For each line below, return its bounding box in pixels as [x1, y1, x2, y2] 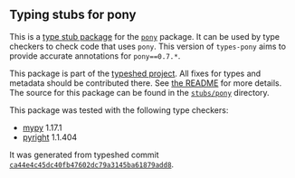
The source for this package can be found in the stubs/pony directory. [9, 87, 270, 98]
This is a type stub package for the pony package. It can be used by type [9, 31, 281, 42]
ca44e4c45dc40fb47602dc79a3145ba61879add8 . [9, 158, 175, 170]
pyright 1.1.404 [22, 131, 78, 143]
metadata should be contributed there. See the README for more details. [9, 77, 282, 89]
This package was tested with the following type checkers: [9, 104, 229, 116]
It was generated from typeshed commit [9, 149, 160, 160]
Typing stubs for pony [9, 7, 137, 23]
